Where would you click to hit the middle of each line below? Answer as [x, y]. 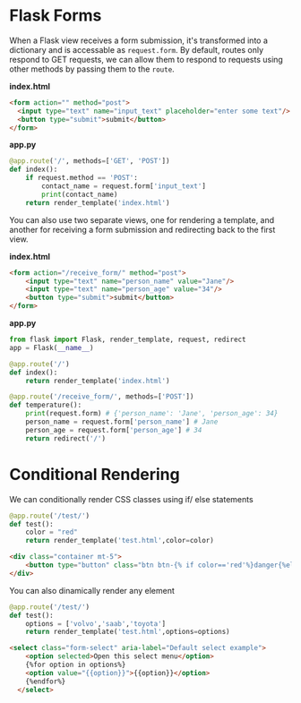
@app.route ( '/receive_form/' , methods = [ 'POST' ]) [102, 397]
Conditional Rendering [95, 474]
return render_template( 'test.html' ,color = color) [120, 541]
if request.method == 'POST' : [82, 178]
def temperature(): [46, 405]
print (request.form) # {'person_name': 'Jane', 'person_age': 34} [152, 414]
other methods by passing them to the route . [92, 69]
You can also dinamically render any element [92, 590]
